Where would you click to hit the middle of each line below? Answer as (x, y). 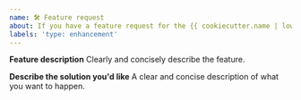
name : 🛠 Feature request (57, 17)
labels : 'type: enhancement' (64, 34)
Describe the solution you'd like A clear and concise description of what (144, 77)
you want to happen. (47, 87)
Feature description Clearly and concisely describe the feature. (127, 60)
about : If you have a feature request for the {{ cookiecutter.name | (144, 26)
